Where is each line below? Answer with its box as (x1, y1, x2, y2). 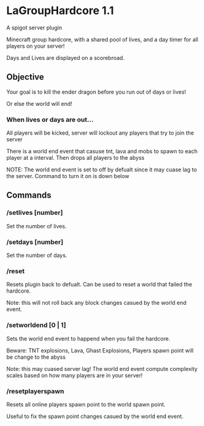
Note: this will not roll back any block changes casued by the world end (6, 299, 187, 307)
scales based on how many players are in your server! (6, 372, 143, 379)
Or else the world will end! (6, 100, 72, 107)
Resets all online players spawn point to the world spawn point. (6, 400, 166, 408)
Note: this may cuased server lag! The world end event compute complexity (6, 365, 198, 372)
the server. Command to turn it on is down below (6, 173, 130, 180)
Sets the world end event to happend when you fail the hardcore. (6, 335, 170, 342)
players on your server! (6, 42, 66, 50)
